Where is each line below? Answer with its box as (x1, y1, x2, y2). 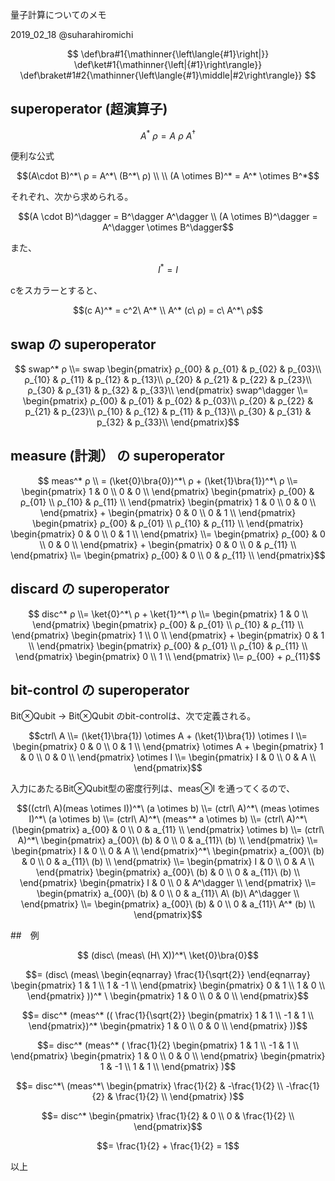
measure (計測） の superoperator (10, 448, 225, 465)
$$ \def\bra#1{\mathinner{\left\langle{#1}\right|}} (66, 48, 270, 60)
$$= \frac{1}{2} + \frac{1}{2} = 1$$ (96, 1140, 240, 1152)
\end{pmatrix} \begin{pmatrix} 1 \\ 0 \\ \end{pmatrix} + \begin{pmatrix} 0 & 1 (11, 629, 325, 641)
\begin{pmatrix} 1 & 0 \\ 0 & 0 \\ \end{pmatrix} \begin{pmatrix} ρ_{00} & (21, 485, 315, 497)
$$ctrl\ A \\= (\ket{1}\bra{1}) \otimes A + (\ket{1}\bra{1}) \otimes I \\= (28, 730, 308, 742)
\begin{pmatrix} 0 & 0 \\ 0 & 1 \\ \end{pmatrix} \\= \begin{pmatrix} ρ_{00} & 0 (10, 528, 326, 540)
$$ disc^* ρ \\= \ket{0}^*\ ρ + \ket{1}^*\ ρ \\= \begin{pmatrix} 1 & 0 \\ (28, 608, 308, 620)
